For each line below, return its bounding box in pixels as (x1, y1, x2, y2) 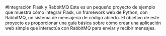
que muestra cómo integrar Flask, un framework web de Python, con (5, 9, 148, 15)
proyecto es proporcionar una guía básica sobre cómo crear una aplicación (5, 20, 161, 26)
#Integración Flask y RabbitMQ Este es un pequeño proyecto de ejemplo (5, 4, 155, 10)
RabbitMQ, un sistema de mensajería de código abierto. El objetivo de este (5, 15, 159, 20)
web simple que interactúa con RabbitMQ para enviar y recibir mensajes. (5, 25, 156, 31)
